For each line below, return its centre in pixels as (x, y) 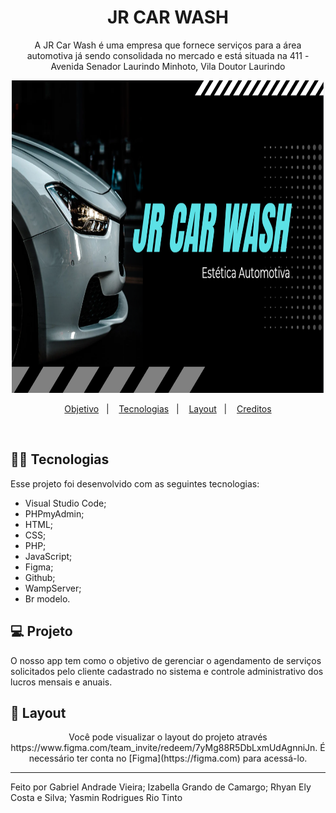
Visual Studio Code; (65, 503)
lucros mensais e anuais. (61, 682)
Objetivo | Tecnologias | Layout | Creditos (168, 408)
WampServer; (53, 588)
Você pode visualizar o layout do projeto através (168, 737)
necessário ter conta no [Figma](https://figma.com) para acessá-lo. (168, 758)
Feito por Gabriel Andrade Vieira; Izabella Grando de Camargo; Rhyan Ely (161, 787)
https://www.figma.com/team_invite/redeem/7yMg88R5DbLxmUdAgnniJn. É (168, 748)
